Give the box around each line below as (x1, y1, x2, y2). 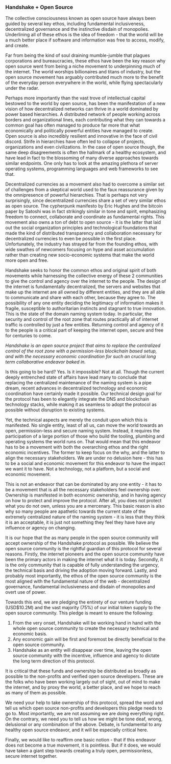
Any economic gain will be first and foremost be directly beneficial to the (12, 636, 166, 643)
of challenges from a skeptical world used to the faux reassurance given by (5, 187, 164, 193)
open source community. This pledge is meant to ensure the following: (5, 610, 154, 616)
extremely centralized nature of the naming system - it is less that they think (5, 514, 165, 520)
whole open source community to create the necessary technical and (12, 625, 159, 631)
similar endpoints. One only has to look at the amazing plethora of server (5, 160, 158, 167)
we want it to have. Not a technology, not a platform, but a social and (5, 466, 150, 472)
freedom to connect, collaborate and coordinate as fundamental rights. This (5, 214, 165, 220)
